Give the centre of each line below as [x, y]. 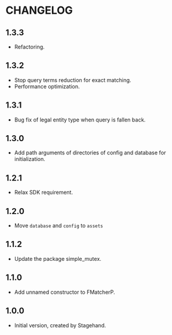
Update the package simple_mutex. [58, 258]
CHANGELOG [39, 10]
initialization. [30, 159]
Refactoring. [30, 47]
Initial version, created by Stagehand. [60, 325]
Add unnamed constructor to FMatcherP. [64, 292]
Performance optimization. [47, 86]
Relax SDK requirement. [43, 193]
